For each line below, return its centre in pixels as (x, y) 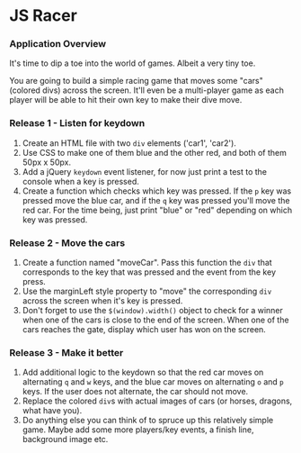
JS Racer (44, 16)
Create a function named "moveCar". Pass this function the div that (147, 263)
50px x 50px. (47, 162)
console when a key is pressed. (80, 181)
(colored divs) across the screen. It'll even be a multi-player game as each (147, 90)
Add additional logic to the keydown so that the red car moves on (143, 372)
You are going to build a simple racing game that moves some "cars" (136, 81)
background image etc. (65, 439)
